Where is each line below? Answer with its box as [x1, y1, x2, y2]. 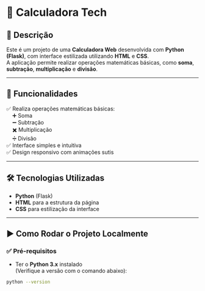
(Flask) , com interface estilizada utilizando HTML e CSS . [6, 52, 149, 60]
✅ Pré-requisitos [6, 246, 57, 255]
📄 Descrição [6, 30, 54, 40]
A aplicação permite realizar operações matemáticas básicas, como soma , [6, 59, 194, 66]
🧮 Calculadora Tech [6, 5, 107, 20]
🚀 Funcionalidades [6, 88, 78, 99]
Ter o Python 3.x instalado [15, 260, 82, 268]
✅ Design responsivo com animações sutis [6, 148, 114, 156]
